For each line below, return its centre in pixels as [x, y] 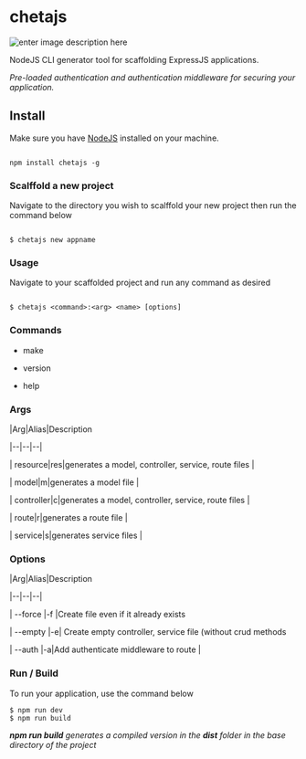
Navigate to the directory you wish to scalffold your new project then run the [153, 206]
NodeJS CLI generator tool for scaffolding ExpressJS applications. [134, 59]
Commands [36, 331]
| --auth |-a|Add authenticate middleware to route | [105, 649]
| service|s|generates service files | [76, 535]
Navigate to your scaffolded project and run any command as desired [140, 283]
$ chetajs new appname [53, 240]
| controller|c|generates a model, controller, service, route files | [130, 500]
